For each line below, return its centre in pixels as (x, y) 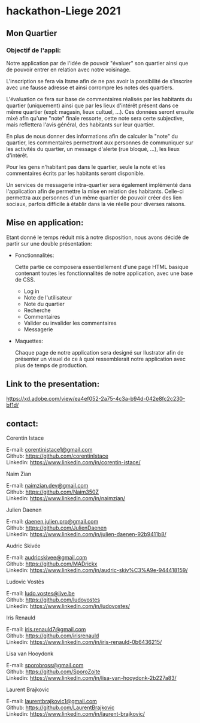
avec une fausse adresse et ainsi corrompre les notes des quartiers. (90, 87)
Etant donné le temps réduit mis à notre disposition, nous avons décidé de (98, 237)
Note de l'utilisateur (48, 297)
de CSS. (25, 279)
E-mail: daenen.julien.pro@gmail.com (52, 522)
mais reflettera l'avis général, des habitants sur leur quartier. (80, 125)
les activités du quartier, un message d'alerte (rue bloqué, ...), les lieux (93, 149)
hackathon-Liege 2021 (63, 11)
